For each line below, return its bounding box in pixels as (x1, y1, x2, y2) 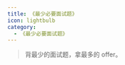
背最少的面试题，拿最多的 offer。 (24, 50, 122, 59)
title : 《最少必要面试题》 (7, 10, 78, 18)
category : (7, 23, 37, 30)
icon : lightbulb (7, 17, 55, 24)
